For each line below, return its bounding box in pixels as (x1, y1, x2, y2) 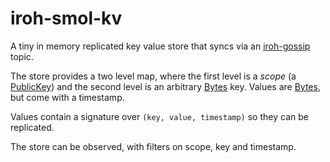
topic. (10, 50, 34, 62)
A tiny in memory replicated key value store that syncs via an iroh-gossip (10, 40, 311, 52)
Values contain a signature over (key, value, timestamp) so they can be (10, 110, 309, 122)
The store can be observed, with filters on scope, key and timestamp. (10, 140, 297, 152)
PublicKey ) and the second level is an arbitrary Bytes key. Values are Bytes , (10, 80, 321, 92)
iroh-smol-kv (10, 7, 123, 30)
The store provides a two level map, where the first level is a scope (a (10, 70, 297, 82)
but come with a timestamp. (10, 91, 125, 103)
